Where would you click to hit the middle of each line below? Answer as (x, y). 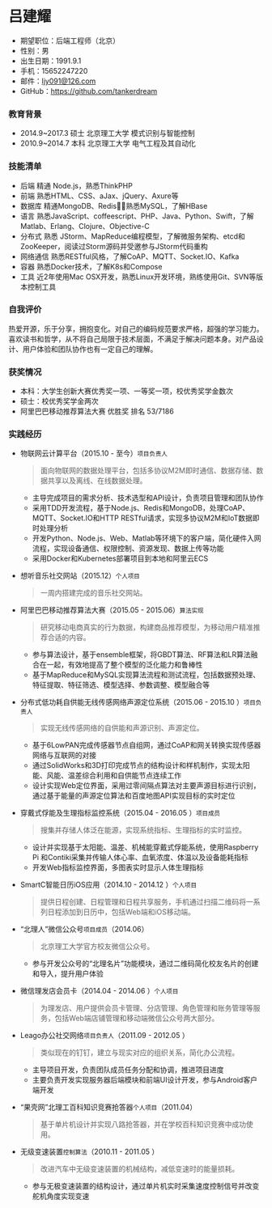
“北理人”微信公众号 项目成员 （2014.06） (84, 929)
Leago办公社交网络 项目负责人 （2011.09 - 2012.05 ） (104, 1036)
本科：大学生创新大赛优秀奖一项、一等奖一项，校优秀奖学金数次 (126, 391)
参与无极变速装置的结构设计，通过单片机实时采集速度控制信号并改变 (146, 1186)
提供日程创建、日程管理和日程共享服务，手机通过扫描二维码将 (143, 902)
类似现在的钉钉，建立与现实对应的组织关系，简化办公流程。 (140, 1053)
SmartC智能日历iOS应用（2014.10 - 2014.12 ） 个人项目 (108, 885)
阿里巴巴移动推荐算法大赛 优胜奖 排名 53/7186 (97, 411)
